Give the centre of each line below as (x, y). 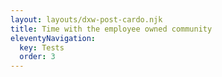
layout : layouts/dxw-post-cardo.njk (86, 19)
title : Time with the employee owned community (111, 29)
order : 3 (37, 57)
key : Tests (42, 47)
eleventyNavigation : (53, 38)
